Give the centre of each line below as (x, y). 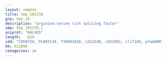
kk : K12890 (16, 46)
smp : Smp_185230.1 (24, 28)
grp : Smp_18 (17, 19)
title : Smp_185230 (24, 14)
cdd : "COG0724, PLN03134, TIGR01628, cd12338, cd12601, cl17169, (74, 42)
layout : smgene (21, 10)
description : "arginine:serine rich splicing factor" (62, 23)
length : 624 (20, 37)
